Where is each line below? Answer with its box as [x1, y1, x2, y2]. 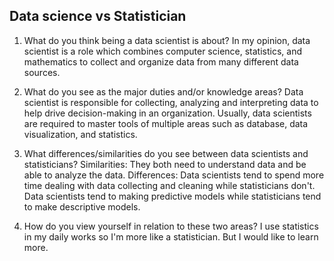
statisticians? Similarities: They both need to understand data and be [23, 158, 307, 170]
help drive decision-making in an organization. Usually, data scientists [23, 107, 312, 119]
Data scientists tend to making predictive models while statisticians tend [23, 190, 322, 202]
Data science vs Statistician [9, 8, 187, 25]
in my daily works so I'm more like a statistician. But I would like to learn [23, 230, 319, 243]
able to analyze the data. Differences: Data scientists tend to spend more [23, 169, 325, 181]
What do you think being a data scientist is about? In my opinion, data [23, 34, 311, 46]
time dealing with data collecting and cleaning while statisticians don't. [23, 179, 316, 191]
